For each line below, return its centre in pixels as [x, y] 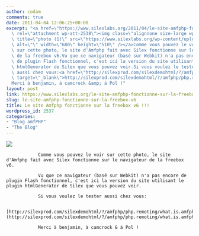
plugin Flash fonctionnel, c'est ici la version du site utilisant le [95, 181]
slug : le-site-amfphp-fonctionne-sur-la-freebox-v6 [71, 100]
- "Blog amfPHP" [26, 122]
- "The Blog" [22, 127]
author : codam [24, 12]
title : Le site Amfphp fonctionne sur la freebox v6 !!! [78, 105]
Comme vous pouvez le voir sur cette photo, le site [104, 155]
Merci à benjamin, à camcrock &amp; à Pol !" [69, 84]
